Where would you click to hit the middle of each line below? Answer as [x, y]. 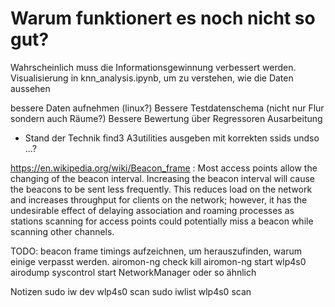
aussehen [30, 88]
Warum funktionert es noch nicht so [163, 18]
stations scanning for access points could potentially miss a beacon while [162, 221]
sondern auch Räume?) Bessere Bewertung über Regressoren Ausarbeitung [166, 118]
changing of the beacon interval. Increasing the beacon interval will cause [162, 178]
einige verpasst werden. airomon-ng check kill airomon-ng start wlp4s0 [158, 261]
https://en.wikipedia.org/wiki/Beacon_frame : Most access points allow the [164, 168]
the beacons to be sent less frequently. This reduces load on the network [161, 189]
